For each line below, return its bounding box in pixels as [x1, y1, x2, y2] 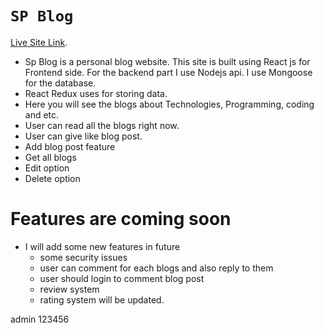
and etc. [24, 108, 60, 121]
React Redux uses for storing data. [24, 87, 168, 99]
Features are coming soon [10, 208, 232, 231]
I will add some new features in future [24, 240, 181, 252]
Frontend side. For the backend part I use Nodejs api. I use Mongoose [24, 66, 313, 78]
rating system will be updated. [39, 293, 165, 306]
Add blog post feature [24, 140, 116, 152]
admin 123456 [10, 313, 70, 325]
